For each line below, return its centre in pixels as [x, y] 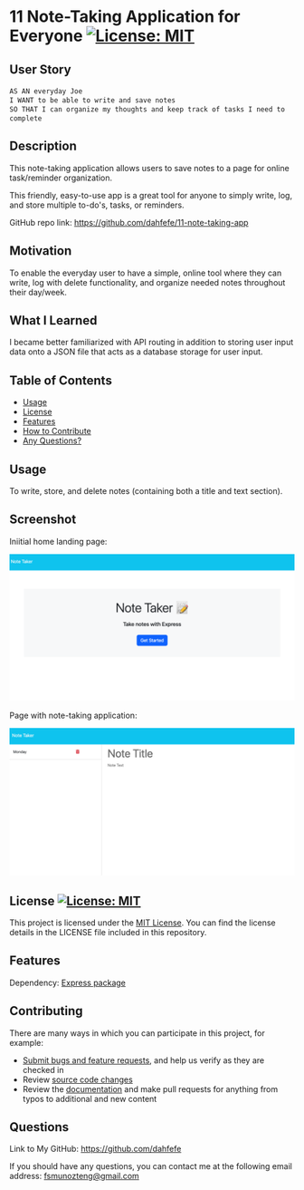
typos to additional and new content [90, 1098]
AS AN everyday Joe [46, 92]
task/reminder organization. [61, 178]
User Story [40, 69]
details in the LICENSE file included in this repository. [108, 932]
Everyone [46, 36]
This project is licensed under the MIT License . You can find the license [142, 923]
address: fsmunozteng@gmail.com [75, 1176]
